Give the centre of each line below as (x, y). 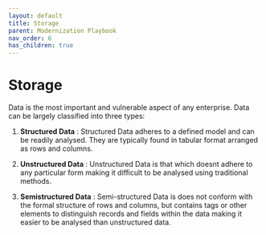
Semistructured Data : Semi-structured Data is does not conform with (136, 197)
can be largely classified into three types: (77, 116)
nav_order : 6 (30, 38)
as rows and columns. (56, 148)
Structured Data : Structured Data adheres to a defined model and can (137, 132)
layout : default (35, 16)
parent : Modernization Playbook (62, 30)
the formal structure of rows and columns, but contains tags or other (133, 205)
